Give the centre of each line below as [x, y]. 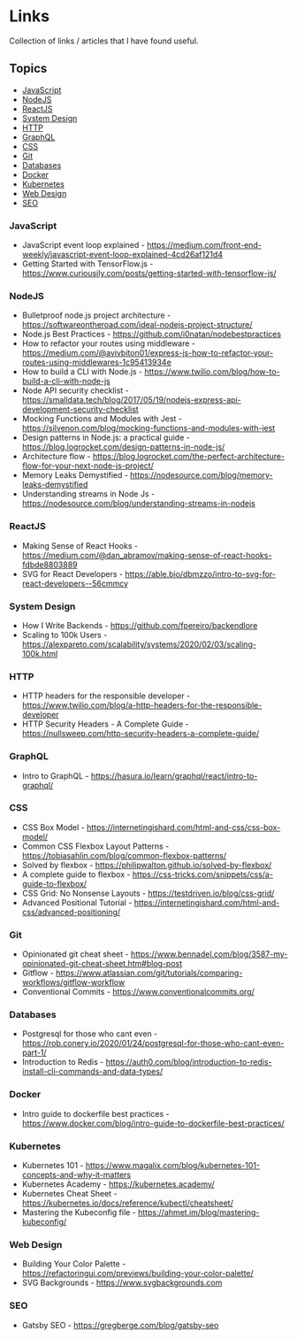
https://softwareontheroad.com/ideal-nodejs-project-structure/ [137, 325]
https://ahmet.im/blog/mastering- [199, 1212]
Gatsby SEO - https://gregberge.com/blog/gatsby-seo [120, 1325]
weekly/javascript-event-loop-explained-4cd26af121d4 [122, 255]
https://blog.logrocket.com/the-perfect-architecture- [189, 457]
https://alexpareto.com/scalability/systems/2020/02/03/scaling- [139, 644]
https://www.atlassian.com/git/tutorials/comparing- [149, 973]
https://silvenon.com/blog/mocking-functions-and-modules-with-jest [148, 428]
